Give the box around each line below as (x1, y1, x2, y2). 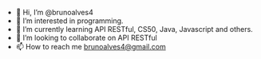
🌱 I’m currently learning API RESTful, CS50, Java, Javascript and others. (15, 25, 253, 33)
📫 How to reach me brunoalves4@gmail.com (15, 42, 166, 51)
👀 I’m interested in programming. (15, 16, 124, 26)
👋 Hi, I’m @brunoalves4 (15, 8, 93, 17)
